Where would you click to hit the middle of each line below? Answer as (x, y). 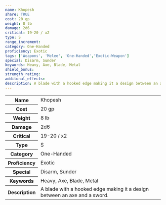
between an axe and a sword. (74, 195)
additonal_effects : (25, 79)
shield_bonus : (20, 70)
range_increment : (23, 42)
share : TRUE (17, 14)
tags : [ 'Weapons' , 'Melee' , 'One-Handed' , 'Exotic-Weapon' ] (67, 56)
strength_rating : (23, 74)
